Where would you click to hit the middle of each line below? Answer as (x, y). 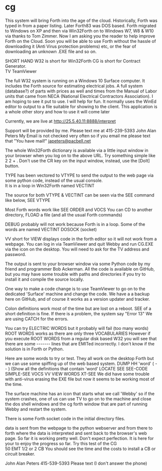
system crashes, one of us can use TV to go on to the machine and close (78, 399)
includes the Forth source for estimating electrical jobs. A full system (74, 86)
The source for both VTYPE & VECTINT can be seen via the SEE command (80, 195)
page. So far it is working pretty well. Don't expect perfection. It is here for (80, 438)
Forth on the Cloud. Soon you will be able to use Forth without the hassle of (81, 41)
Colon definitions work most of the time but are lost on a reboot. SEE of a (78, 308)
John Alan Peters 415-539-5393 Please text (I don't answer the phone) (76, 463)
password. (16, 254)
